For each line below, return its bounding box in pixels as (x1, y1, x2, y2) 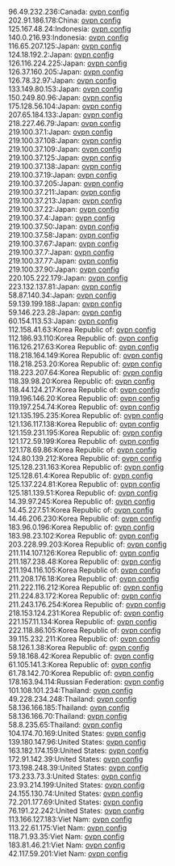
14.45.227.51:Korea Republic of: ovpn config (8, 505, 155, 514)
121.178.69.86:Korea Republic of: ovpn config (8, 445, 157, 454)
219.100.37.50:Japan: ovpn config (8, 222, 119, 231)
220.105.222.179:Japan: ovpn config (8, 273, 128, 282)
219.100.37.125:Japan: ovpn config (8, 153, 122, 163)
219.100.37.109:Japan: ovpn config (8, 145, 123, 154)
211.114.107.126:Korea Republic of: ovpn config (8, 548, 160, 557)
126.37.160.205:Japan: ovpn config (8, 67, 123, 76)
